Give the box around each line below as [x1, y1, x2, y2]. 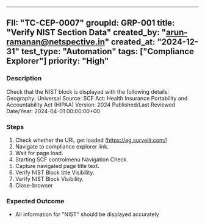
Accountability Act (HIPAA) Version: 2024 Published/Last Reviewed [6, 101, 176, 108]
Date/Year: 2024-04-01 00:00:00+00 [6, 107, 101, 114]
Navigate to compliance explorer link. [15, 142, 109, 150]
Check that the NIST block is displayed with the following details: [6, 88, 170, 95]
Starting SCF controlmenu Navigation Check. [15, 156, 128, 163]
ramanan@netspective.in [6, 37, 105, 47]
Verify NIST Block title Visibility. [15, 169, 95, 176]
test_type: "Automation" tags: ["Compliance [21, 46, 194, 57]
